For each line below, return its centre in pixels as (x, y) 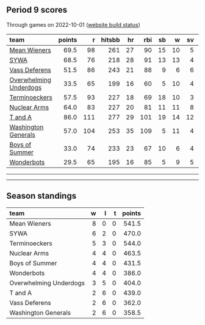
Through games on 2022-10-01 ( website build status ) (73, 24)
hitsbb (110, 40)
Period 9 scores (37, 10)
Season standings (41, 196)
